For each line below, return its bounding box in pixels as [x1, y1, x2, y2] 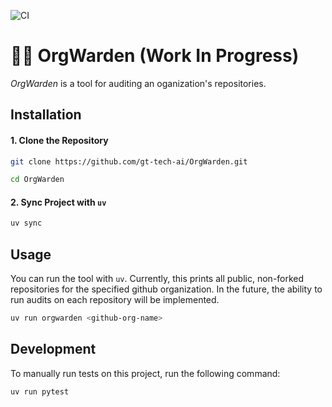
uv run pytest [10, 386, 70, 397]
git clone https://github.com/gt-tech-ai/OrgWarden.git [10, 156, 248, 167]
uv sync [10, 218, 43, 229]
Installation [10, 106, 82, 124]
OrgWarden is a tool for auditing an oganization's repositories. [10, 77, 267, 89]
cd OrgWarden [10, 175, 65, 185]
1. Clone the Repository [10, 134, 109, 146]
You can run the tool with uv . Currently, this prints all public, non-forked [10, 273, 305, 285]
